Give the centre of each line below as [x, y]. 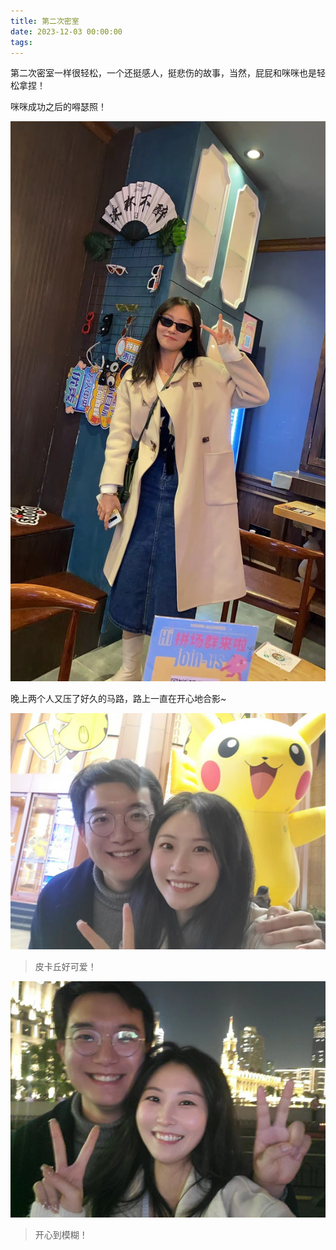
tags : [21, 42]
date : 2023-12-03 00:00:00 [66, 31]
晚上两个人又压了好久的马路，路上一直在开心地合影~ [118, 699]
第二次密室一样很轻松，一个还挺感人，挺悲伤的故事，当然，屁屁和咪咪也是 [163, 73]
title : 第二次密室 [45, 21]
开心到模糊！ [61, 1235]
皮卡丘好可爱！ [65, 967]
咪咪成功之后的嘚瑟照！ [58, 107]
